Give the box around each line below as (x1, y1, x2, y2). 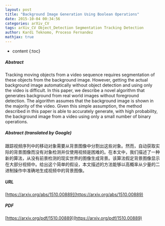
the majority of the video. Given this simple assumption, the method (5, 103, 142, 109)
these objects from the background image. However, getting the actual (5, 77, 148, 83)
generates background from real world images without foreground (5, 92, 139, 98)
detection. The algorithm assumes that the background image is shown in (5, 98, 154, 104)
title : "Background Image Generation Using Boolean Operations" (5, 12, 139, 17)
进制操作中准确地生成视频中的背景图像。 (5, 168, 87, 173)
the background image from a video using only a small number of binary (5, 113, 151, 119)
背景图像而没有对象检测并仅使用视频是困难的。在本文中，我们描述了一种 (13, 149, 160, 155)
